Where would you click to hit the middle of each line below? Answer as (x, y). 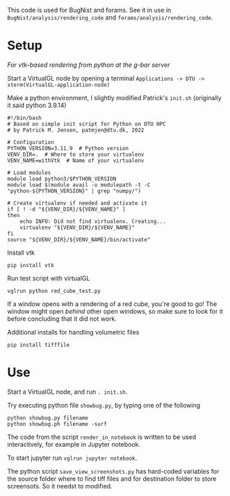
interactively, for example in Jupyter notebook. (74, 444)
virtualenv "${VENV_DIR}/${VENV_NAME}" (77, 227)
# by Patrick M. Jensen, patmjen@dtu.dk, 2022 (76, 130)
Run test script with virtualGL (49, 278)
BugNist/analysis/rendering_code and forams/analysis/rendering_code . (110, 17)
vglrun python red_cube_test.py (54, 291)
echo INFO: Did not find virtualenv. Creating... (93, 221)
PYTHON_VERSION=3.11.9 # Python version (68, 148)
